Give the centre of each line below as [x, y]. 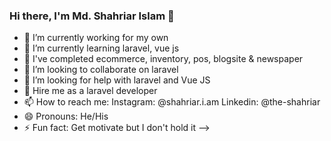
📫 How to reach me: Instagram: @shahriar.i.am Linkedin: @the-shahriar [172, 102]
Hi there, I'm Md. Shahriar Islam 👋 [92, 16]
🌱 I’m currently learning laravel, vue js [101, 48]
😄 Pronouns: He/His [66, 116]
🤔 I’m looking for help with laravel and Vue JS [117, 80]
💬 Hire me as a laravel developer [90, 91]
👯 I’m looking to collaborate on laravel [101, 70]
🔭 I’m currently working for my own [96, 38]
